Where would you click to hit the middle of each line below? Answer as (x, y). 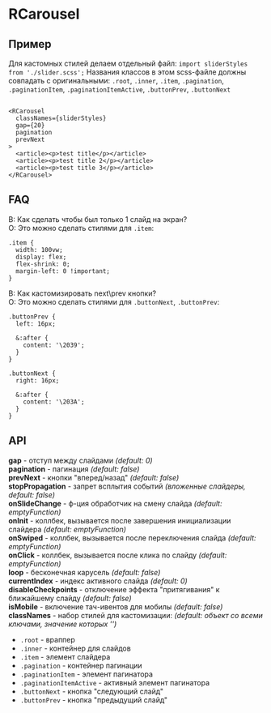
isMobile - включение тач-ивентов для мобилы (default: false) (116, 606)
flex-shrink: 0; (43, 264)
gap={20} (30, 126)
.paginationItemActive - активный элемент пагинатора (115, 682)
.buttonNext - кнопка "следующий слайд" (92, 691)
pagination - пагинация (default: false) (74, 469)
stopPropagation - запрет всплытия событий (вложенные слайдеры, (127, 486)
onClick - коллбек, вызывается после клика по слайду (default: (118, 555)
